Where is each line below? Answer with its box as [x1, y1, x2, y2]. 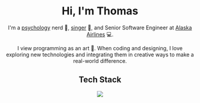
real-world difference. [73, 57, 127, 64]
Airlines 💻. [86, 31, 114, 38]
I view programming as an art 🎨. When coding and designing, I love [17, 44, 183, 51]
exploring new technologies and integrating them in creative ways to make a [6, 51, 194, 58]
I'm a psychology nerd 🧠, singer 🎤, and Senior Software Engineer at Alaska [8, 24, 192, 31]
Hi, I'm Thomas [62, 4, 138, 18]
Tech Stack [78, 75, 122, 85]
